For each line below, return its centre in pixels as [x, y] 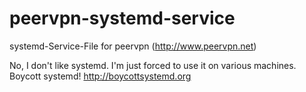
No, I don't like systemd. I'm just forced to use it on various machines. [153, 65]
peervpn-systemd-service [122, 18]
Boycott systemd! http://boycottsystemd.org [100, 76]
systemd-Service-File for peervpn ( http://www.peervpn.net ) [133, 46]
